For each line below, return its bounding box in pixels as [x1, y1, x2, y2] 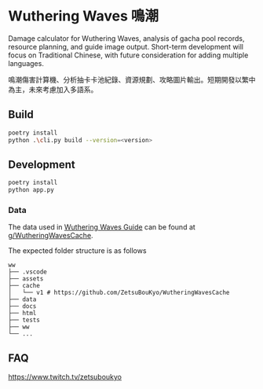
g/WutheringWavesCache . [8, 231, 93, 240]
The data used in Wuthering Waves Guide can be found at [8, 222, 196, 232]
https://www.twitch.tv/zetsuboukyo [8, 372, 122, 382]
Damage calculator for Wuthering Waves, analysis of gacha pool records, [8, 33, 245, 43]
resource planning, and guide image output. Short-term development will [8, 42, 244, 51]
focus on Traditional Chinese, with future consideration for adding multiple [8, 50, 249, 60]
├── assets [8, 275, 44, 283]
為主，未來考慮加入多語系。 [8, 84, 98, 94]
